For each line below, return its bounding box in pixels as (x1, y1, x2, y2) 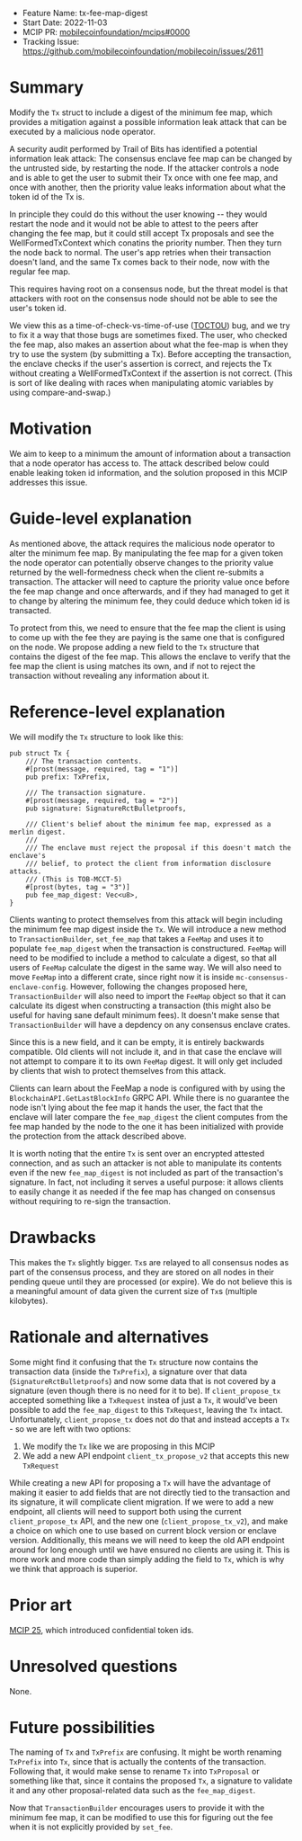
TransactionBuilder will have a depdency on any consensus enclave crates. (9, 1019, 290, 1030)
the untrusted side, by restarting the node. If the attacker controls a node (9, 162, 280, 174)
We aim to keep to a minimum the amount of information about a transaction (9, 448, 291, 459)
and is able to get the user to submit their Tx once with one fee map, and (9, 172, 279, 183)
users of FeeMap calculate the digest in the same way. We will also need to (9, 961, 282, 972)
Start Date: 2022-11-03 (22, 17, 108, 28)
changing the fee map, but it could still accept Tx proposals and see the (9, 228, 274, 238)
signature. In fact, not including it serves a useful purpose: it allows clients (9, 1176, 284, 1187)
